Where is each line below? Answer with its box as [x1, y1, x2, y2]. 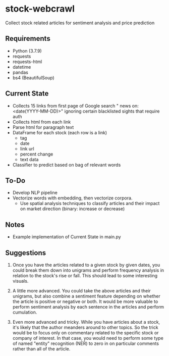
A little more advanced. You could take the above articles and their [12, 288, 151, 293]
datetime [12, 64, 31, 70]
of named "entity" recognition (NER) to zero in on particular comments [12, 340, 159, 346]
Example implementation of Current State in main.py [12, 234, 121, 240]
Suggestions [5, 248, 46, 257]
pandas [12, 69, 29, 75]
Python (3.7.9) [12, 47, 42, 54]
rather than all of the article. [12, 346, 71, 351]
